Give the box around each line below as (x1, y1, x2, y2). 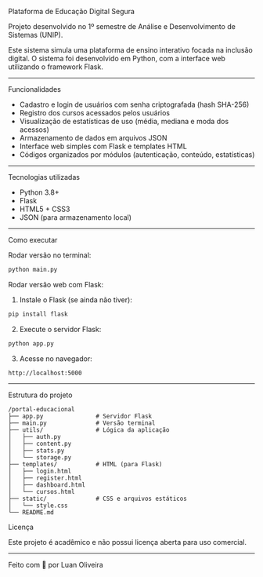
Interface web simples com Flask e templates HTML (19, 141, 188, 151)
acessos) (19, 125, 49, 134)
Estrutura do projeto (8, 390, 73, 400)
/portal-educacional (8, 405, 76, 413)
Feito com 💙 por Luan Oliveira (8, 560, 103, 569)
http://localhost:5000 (8, 369, 82, 377)
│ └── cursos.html (8, 488, 76, 495)
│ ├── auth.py (8, 433, 61, 440)
